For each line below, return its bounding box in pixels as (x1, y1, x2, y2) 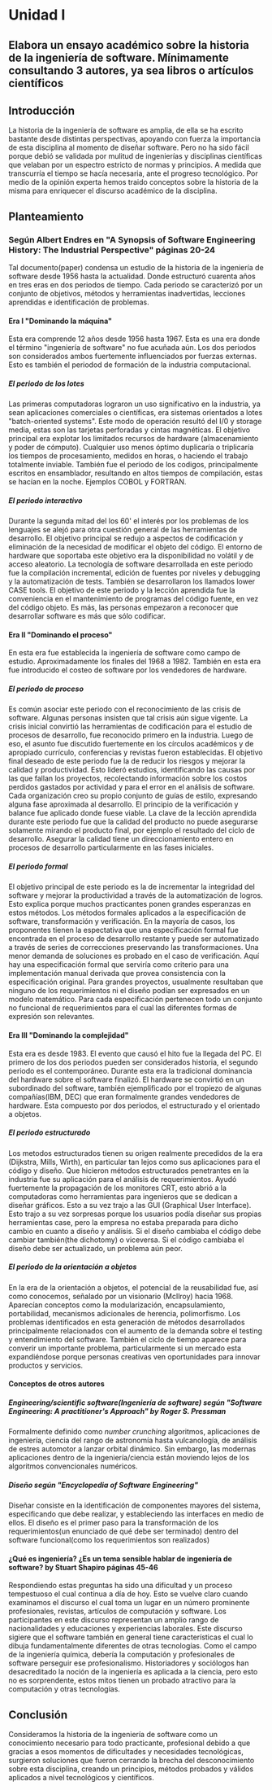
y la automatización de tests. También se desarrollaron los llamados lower (8, 576, 256, 587)
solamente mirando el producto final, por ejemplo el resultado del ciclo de (8, 825, 256, 835)
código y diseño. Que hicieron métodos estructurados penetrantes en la (8, 1166, 249, 1175)
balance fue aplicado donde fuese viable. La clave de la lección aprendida (8, 808, 257, 818)
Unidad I (8, 6, 66, 24)
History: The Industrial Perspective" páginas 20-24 (8, 244, 216, 256)
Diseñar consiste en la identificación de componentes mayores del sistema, (8, 1500, 261, 1511)
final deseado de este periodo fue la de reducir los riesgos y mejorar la (8, 756, 246, 766)
